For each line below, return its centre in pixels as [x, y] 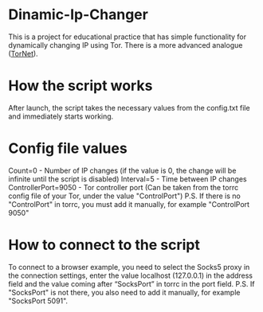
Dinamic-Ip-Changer [79, 15]
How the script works [80, 86]
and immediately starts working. [61, 116]
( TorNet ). [23, 53]
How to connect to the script [104, 245]
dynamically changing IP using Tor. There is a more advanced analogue [126, 45]
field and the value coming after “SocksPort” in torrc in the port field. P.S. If [131, 283]
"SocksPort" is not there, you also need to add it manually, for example [124, 292]
